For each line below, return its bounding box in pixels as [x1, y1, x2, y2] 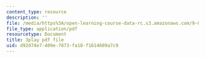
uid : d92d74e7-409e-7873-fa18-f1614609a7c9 [6, 43, 119, 49]
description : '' [6, 14, 48, 21]
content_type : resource [6, 8, 67, 15]
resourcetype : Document [6, 31, 67, 37]
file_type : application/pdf [6, 25, 78, 32]
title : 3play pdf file [6, 37, 64, 43]
